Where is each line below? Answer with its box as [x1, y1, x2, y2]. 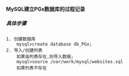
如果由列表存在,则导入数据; [16, 53, 74, 60]
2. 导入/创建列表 [6, 47, 42, 53]
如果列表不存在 [16, 65, 47, 71]
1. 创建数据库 [6, 36, 36, 42]
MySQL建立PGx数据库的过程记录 [6, 5, 85, 12]
